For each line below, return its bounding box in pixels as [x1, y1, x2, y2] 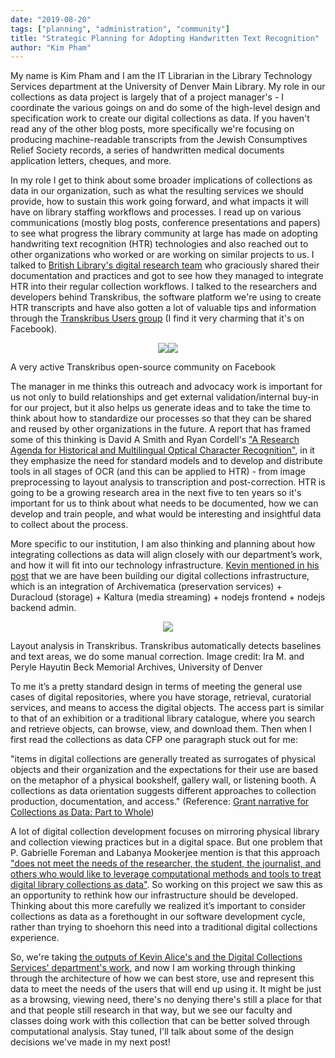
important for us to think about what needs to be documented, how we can [10, 497, 319, 510]
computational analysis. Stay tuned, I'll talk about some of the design [10, 1026, 295, 1038]
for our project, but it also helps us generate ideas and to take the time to [10, 402, 311, 414]
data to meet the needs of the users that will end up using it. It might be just [10, 983, 322, 995]
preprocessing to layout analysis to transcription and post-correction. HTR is [10, 476, 326, 488]
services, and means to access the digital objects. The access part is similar [10, 702, 325, 714]
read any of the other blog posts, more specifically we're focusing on [10, 123, 295, 135]
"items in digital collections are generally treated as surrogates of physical [10, 753, 316, 765]
